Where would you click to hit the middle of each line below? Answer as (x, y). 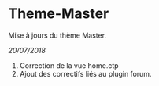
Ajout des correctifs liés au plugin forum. (85, 73)
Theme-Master (59, 14)
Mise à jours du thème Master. (57, 35)
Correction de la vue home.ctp (69, 65)
